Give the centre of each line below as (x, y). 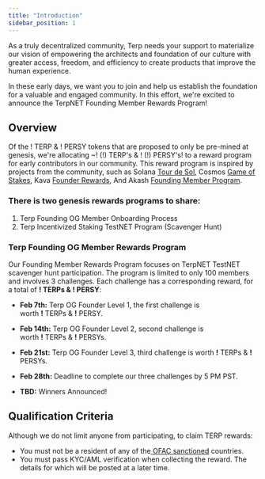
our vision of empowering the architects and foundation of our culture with (130, 54)
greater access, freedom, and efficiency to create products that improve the (132, 62)
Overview (33, 127)
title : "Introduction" (45, 15)
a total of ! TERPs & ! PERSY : (55, 289)
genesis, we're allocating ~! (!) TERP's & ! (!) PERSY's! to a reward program (130, 155)
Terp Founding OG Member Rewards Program (97, 247)
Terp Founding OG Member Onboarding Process (98, 218)
